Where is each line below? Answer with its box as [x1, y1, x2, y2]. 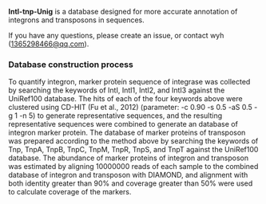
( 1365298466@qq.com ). [8, 39, 89, 49]
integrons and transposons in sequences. [8, 15, 145, 25]
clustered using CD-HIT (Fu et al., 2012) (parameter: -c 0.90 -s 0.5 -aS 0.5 [8, 103, 253, 112]
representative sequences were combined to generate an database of [8, 120, 238, 129]
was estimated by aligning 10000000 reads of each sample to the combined [8, 162, 259, 171]
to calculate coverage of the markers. [8, 187, 132, 197]
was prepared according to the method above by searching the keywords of [8, 136, 259, 146]
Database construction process [8, 59, 133, 70]
